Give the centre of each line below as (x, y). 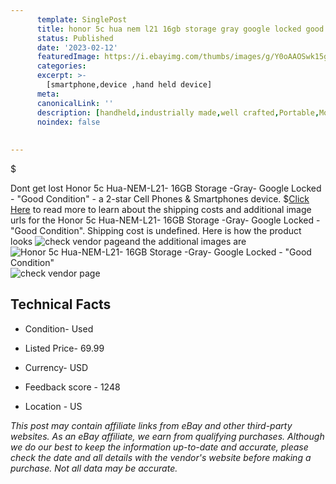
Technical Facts (61, 304)
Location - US (53, 406)
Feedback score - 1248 (72, 387)
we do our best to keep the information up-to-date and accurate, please (159, 447)
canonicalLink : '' (75, 103)
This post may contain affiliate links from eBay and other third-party (151, 425)
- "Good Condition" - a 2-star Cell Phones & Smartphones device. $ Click (160, 199)
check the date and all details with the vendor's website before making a (161, 457)
